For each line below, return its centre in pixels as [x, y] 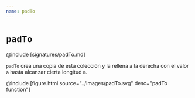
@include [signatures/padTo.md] [46, 54]
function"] [18, 89]
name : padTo [20, 11]
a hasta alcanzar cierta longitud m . [47, 72]
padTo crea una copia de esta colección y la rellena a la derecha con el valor [97, 65]
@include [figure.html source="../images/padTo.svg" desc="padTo [87, 83]
